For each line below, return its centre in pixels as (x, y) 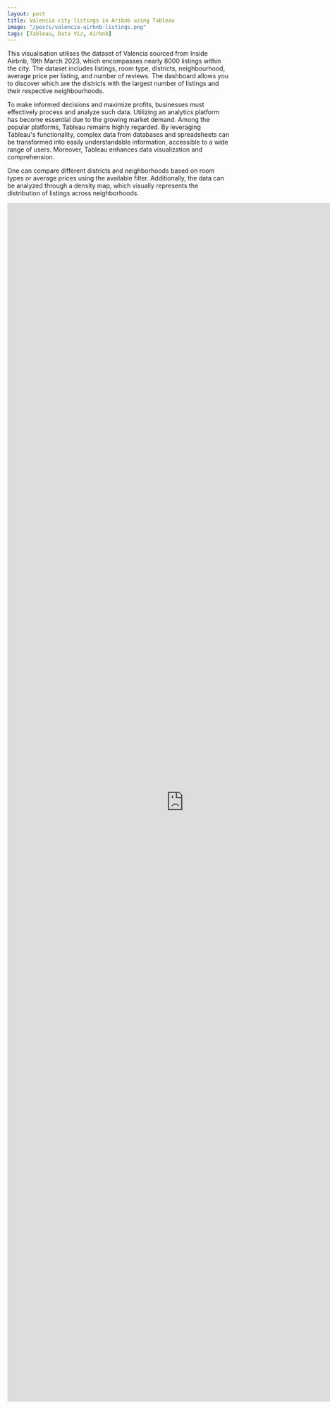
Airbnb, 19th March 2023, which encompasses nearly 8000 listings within (114, 61)
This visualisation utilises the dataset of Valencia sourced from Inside (108, 54)
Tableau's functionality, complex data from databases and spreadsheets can (118, 135)
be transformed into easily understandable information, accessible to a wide (118, 142)
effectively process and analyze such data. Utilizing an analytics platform (114, 112)
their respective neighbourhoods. (56, 91)
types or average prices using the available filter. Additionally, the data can (116, 178)
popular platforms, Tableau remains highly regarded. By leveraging (104, 127)
